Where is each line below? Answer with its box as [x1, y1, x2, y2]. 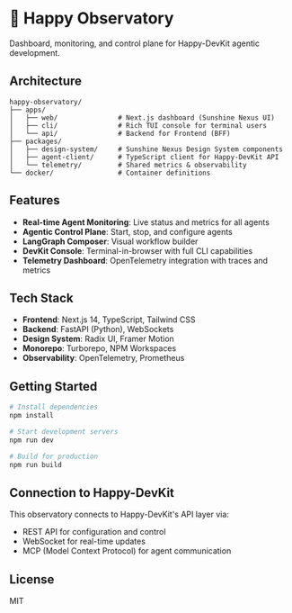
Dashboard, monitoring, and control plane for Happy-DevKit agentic [9, 38, 261, 49]
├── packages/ [9, 137, 63, 146]
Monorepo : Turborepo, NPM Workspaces [22, 343, 177, 354]
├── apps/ [9, 105, 47, 114]
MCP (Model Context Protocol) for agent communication [22, 545, 232, 556]
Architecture [9, 74, 83, 89]
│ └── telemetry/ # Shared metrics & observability [9, 160, 247, 169]
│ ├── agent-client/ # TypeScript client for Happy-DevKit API [9, 152, 279, 161]
